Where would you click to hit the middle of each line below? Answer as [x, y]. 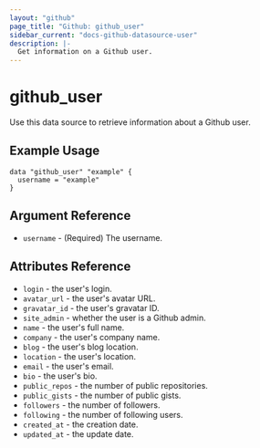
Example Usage [55, 151]
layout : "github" [42, 18]
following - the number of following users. [103, 414]
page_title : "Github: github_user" [77, 26]
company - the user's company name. [91, 337]
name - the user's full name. [73, 327]
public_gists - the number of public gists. [102, 395]
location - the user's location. [79, 356]
